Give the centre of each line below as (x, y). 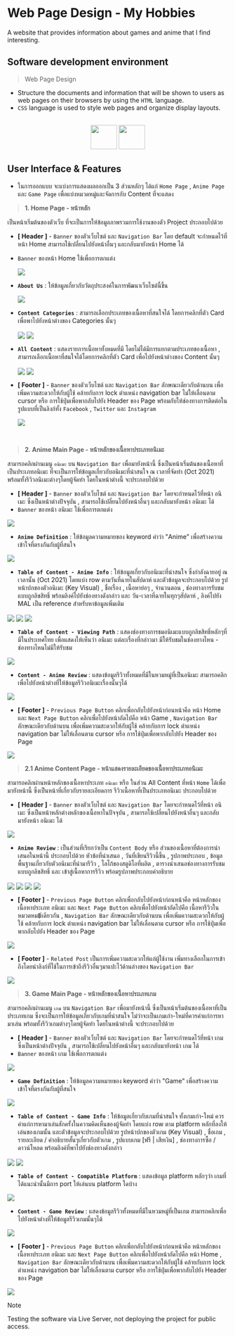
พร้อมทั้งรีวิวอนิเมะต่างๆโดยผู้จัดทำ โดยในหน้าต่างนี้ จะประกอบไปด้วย (86, 479)
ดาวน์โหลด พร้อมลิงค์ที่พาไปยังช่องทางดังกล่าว (70, 1148)
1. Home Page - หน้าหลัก (57, 208)
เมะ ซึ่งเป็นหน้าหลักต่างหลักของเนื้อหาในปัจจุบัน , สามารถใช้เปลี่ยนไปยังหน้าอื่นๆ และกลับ (118, 813)
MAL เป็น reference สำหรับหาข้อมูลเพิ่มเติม (70, 603)
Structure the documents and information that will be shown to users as (121, 92)
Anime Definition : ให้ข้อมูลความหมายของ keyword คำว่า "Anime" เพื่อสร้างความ (120, 536)
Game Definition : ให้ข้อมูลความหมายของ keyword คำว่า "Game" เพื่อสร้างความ (118, 1081)
